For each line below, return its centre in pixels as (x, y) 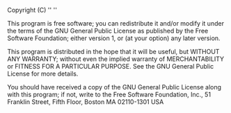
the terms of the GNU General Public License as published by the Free (108, 31)
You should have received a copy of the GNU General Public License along (114, 87)
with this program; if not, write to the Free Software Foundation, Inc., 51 (109, 94)
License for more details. (43, 73)
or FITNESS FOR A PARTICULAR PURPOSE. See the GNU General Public (111, 66)
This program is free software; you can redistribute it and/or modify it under (116, 23)
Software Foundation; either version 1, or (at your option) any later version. (114, 38)
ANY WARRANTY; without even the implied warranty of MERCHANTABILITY (116, 59)
